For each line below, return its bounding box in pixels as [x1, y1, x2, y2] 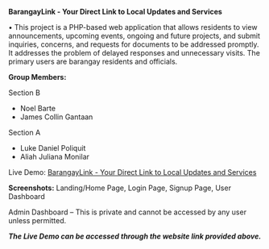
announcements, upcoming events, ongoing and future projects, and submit [8, 31, 260, 40]
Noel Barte [19, 104, 56, 113]
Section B [8, 88, 40, 98]
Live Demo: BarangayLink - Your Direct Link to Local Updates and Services [8, 168, 257, 176]
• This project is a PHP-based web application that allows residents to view [8, 23, 258, 31]
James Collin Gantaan [19, 112, 93, 122]
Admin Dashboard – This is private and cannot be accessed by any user [8, 207, 247, 217]
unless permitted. [8, 216, 67, 225]
